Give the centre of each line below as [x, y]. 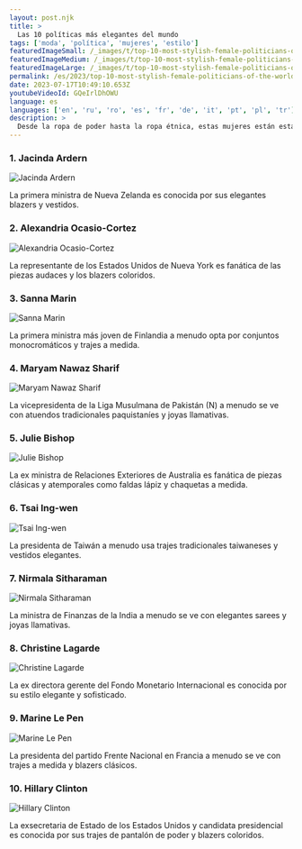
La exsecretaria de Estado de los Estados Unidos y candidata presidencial [146, 825]
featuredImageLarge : [48, 68]
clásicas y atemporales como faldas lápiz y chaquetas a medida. [129, 485]
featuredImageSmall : [48, 51]
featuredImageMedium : [50, 59]
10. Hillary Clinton [49, 788]
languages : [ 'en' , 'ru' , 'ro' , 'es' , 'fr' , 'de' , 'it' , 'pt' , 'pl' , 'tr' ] [152, 110]
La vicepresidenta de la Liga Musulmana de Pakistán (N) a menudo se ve [144, 406]
